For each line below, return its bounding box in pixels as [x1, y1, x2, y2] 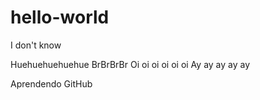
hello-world [10, 6, 110, 29]
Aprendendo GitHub [10, 77, 93, 90]
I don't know [10, 39, 62, 51]
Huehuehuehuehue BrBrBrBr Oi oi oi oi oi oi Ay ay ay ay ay [10, 58, 251, 70]
